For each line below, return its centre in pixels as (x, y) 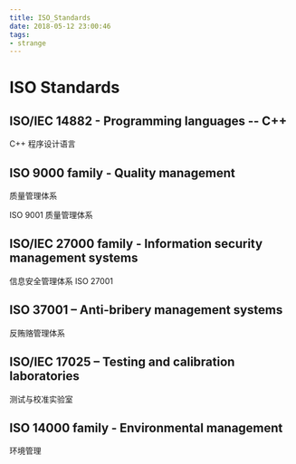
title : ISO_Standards (50, 18)
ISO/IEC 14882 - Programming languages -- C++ (148, 121)
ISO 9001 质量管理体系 (51, 215)
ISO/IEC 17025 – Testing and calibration (122, 362)
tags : (19, 34)
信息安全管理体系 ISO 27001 (61, 280)
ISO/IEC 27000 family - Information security (136, 244)
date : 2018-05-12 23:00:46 (60, 26)
